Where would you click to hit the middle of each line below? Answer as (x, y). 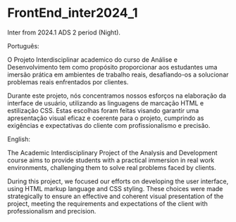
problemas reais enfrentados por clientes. (68, 81)
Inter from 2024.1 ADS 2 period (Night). (64, 32)
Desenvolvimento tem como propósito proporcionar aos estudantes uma (112, 67)
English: (19, 139)
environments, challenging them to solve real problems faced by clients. (112, 167)
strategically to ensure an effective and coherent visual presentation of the (116, 196)
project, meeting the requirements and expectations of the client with (107, 203)
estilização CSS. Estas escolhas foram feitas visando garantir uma (103, 110)
